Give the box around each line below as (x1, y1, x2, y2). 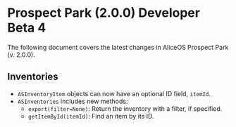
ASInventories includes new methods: (17, 97, 128, 105)
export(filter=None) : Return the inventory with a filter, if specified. (27, 104, 223, 113)
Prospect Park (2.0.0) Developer (7, 5, 201, 21)
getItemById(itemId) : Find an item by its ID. (27, 112, 154, 120)
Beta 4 (7, 20, 46, 36)
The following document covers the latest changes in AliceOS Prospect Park (7, 43, 229, 51)
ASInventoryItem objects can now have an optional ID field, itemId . (17, 89, 211, 98)
